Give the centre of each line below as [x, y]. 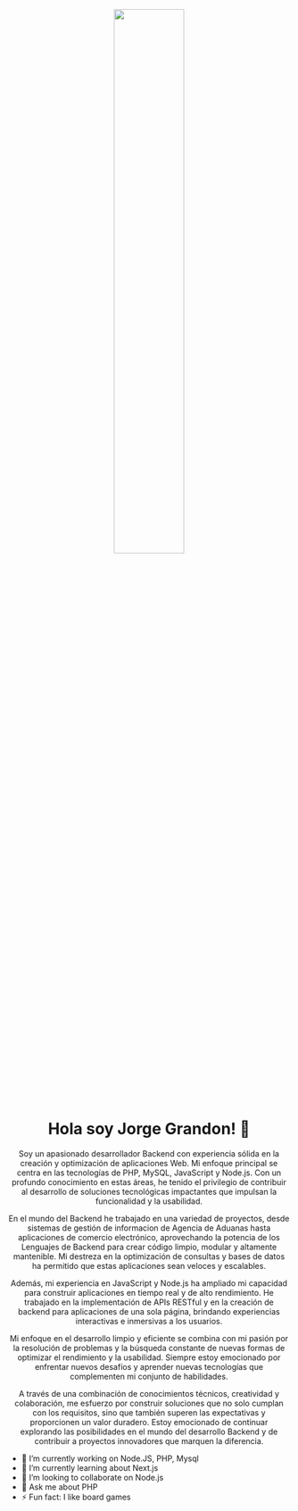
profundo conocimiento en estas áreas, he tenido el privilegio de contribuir [149, 1181]
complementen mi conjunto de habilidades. [149, 1376]
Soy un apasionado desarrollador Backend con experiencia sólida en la [149, 1153]
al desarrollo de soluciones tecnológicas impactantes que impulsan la [149, 1191]
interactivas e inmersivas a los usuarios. [149, 1321]
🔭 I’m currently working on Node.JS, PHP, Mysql [110, 1458]
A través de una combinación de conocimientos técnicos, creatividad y [149, 1393]
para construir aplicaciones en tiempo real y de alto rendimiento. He [149, 1292]
